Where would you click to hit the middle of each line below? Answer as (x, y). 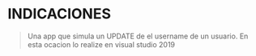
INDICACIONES (59, 14)
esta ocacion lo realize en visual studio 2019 (101, 44)
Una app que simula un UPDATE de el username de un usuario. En (138, 36)
